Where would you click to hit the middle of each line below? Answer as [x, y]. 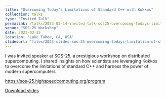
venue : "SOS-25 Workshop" [32, 28]
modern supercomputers [30, 71]
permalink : [16, 23]
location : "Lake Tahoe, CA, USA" [40, 37]
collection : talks [24, 14]
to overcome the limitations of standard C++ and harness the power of [77, 66]
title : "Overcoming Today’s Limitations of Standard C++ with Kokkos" [79, 10]
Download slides [22, 90]
